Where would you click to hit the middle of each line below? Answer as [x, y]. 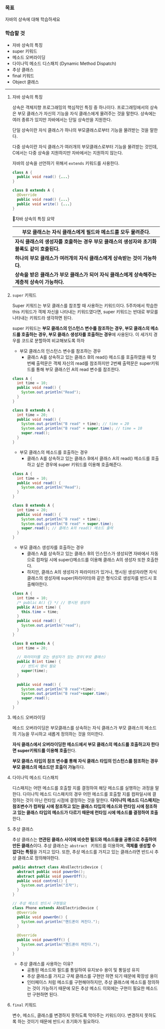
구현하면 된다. [45, 994]
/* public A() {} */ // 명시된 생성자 [53, 602]
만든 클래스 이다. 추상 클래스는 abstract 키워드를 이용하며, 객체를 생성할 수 [84, 845]
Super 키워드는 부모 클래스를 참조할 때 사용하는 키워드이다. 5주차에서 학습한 [85, 305]
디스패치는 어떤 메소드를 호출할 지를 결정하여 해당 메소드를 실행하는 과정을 [83, 788]
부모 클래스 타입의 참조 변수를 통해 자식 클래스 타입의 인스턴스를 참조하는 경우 [85, 761]
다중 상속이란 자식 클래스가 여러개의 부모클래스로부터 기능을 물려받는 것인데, [85, 146]
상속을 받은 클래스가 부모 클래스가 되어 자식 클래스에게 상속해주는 [86, 274]
